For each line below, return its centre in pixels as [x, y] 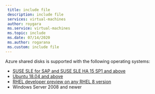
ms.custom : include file [33, 47]
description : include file [35, 14]
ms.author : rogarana [29, 42]
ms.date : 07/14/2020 [29, 38]
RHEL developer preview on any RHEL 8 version [62, 81]
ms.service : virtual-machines [39, 28]
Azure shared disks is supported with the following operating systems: [78, 61]
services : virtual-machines [36, 19]
